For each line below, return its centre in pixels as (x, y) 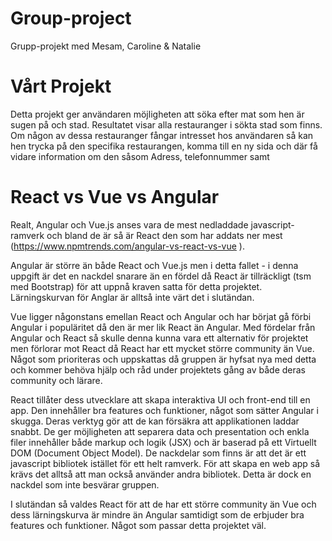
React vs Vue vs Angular (115, 197)
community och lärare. (56, 380)
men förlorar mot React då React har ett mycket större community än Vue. (162, 348)
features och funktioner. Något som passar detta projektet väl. (138, 525)
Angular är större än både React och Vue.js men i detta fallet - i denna (154, 265)
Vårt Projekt (61, 86)
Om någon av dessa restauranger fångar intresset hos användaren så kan (162, 135)
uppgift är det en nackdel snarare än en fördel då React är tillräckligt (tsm (161, 276)
